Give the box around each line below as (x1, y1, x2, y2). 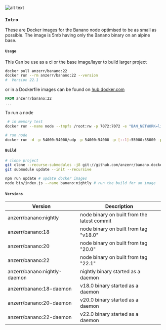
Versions (5, 191, 23, 196)
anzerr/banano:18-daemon (7, 286, 72, 292)
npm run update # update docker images (5, 176, 87, 181)
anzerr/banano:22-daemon (7, 314, 72, 321)
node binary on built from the (80, 211, 148, 218)
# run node (5, 132, 28, 138)
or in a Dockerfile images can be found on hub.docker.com (5, 86, 125, 92)
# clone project (5, 158, 39, 163)
